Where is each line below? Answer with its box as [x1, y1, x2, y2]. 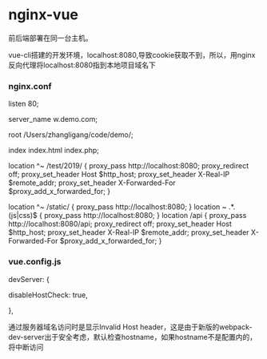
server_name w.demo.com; [8, 115, 98, 124]
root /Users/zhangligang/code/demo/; [8, 130, 133, 139]
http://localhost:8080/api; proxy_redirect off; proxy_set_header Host [8, 219, 232, 229]
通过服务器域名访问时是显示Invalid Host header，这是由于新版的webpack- [8, 322, 253, 332]
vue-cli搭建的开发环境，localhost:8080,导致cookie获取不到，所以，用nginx [8, 50, 256, 59]
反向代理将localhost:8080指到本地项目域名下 [8, 60, 156, 70]
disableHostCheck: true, [8, 290, 88, 300]
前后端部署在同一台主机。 [8, 33, 93, 42]
